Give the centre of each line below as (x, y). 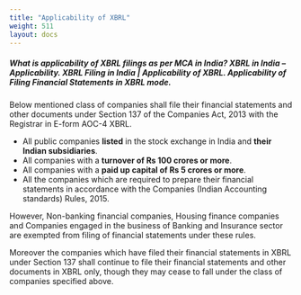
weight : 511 (31, 26)
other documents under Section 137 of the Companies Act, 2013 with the (144, 114)
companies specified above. (62, 282)
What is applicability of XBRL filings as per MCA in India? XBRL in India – (147, 63)
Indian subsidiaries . (60, 151)
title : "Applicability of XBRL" (70, 18)
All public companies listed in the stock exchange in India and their (147, 141)
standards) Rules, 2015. (66, 199)
